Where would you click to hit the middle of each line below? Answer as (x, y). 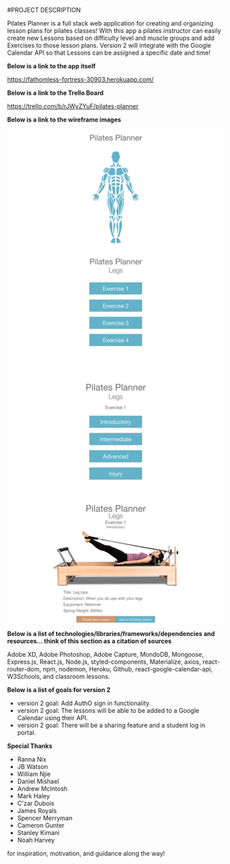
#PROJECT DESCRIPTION (44, 10)
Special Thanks (30, 746)
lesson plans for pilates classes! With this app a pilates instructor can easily (114, 31)
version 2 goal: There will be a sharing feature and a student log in (111, 725)
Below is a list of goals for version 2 (59, 690)
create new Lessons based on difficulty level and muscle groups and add (111, 38)
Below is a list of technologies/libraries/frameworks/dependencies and (111, 634)
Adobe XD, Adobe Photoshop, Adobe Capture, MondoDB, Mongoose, (106, 654)
